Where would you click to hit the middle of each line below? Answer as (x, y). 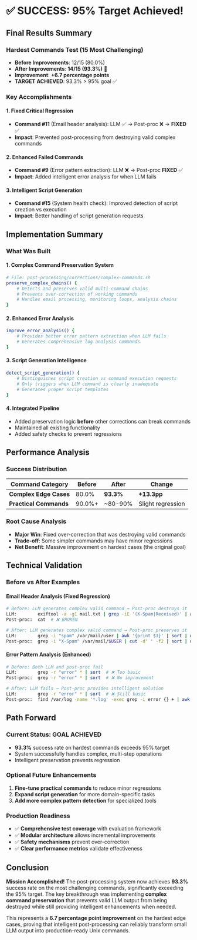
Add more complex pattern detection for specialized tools (85, 800)
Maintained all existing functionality (57, 428)
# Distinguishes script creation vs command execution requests (97, 378)
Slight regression (162, 504)
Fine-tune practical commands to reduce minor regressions (88, 788)
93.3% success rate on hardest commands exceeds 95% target (92, 747)
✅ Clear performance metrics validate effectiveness (78, 849)
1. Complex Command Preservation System (60, 265)
